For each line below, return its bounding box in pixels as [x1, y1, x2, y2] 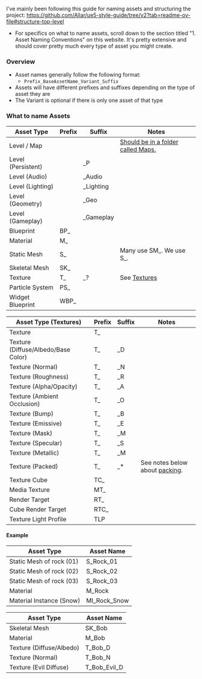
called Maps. [120, 145, 156, 153]
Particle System [9, 283, 54, 291]
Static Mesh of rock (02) [9, 567, 79, 575]
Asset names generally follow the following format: [14, 71, 141, 78]
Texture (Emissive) [9, 419, 62, 428]
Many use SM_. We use [120, 246, 186, 254]
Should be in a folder [120, 137, 179, 146]
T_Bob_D [85, 643, 111, 652]
